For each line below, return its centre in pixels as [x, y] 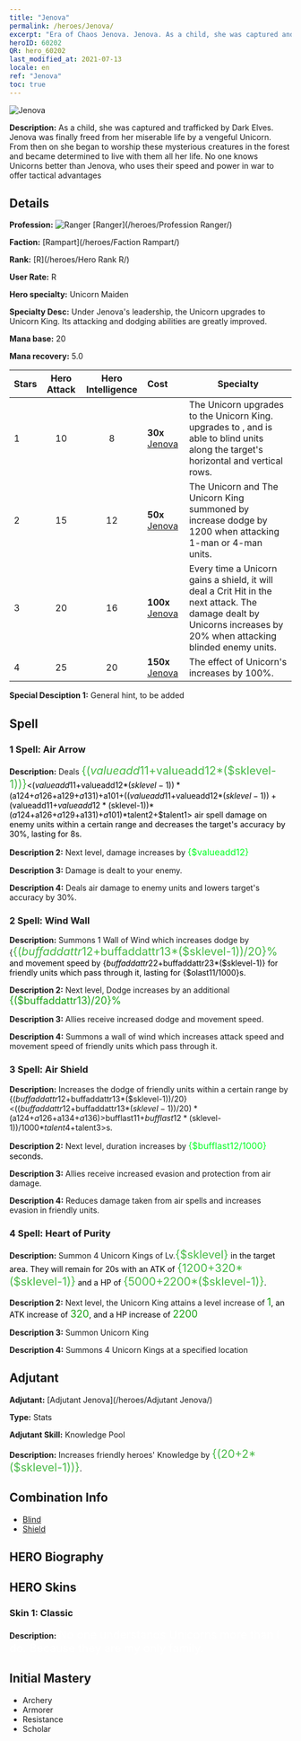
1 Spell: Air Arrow [48, 749]
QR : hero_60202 [38, 51]
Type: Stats [31, 1417]
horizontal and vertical [236, 461]
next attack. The [223, 603]
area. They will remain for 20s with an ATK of [92, 1269]
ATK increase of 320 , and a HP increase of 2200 [104, 1314]
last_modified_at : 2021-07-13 [66, 59]
